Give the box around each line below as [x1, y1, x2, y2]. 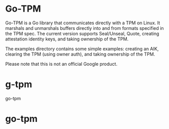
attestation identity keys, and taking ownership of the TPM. [5, 36, 129, 42]
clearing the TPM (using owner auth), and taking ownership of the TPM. [5, 51, 155, 57]
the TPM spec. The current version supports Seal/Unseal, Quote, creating [5, 30, 159, 36]
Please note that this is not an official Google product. [5, 61, 118, 67]
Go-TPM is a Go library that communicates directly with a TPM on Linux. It [5, 20, 160, 26]
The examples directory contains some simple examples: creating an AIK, [5, 46, 159, 52]
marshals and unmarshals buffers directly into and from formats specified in [5, 25, 164, 31]
